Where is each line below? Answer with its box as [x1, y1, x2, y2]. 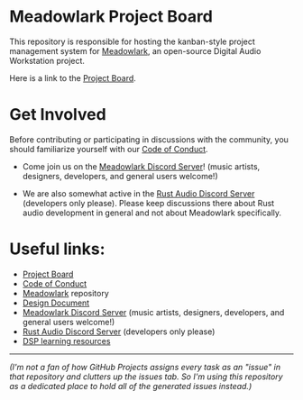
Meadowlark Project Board [9, 6, 214, 27]
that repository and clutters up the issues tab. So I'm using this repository [9, 371, 283, 382]
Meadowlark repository [22, 287, 110, 298]
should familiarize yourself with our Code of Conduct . [9, 143, 209, 154]
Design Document [22, 297, 90, 308]
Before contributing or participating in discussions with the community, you [9, 133, 289, 145]
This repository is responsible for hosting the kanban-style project [9, 36, 255, 47]
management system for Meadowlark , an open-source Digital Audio [9, 45, 262, 56]
